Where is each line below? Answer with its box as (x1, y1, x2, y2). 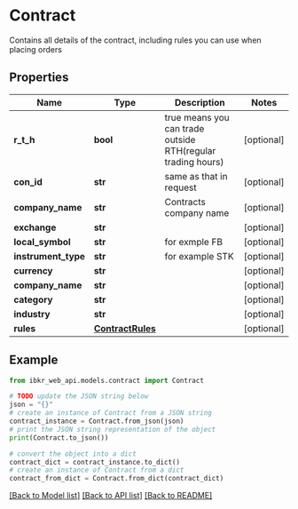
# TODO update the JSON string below (9, 392, 149, 401)
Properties (9, 70, 69, 85)
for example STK (164, 250, 234, 262)
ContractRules (93, 322, 157, 334)
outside (164, 133, 196, 146)
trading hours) (164, 155, 224, 168)
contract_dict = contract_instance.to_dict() (9, 457, 180, 466)
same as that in (164, 170, 228, 182)
